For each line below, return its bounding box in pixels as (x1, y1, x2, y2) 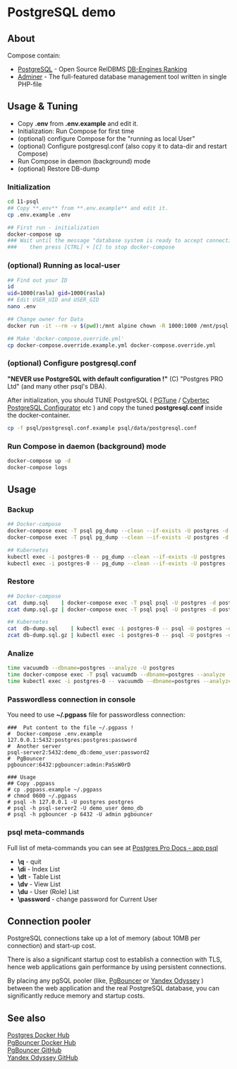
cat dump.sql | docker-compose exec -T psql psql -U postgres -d (7, 599, 217, 606)
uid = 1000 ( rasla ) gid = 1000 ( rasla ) (7, 290, 106, 297)
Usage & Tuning (7, 101, 78, 113)
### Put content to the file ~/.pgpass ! (7, 724, 134, 731)
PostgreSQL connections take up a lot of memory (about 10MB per (7, 934, 201, 942)
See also (7, 1012, 46, 1024)
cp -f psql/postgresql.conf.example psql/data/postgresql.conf (7, 424, 197, 432)
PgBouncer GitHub (7, 1046, 62, 1055)
